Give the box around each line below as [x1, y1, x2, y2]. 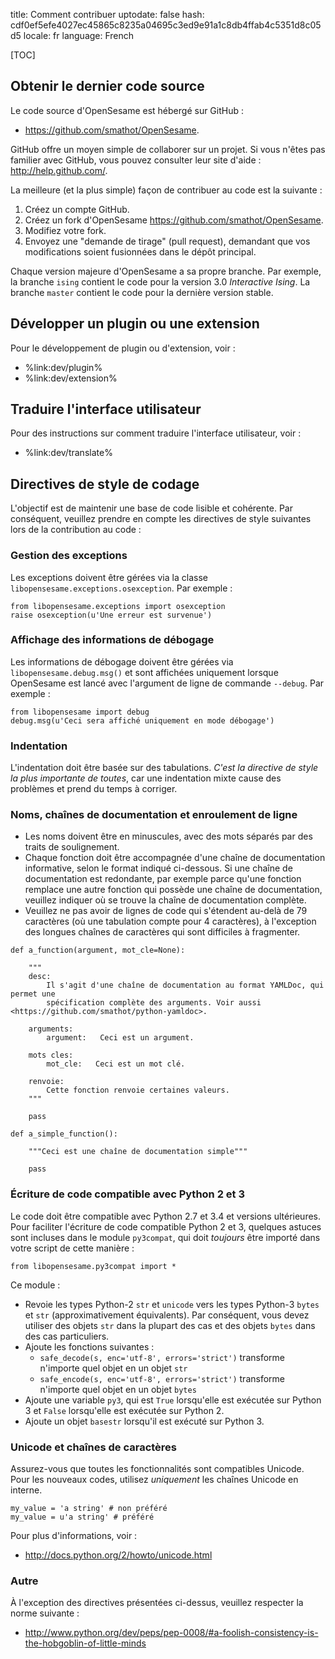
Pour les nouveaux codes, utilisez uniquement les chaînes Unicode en [10, 1474, 299, 1486]
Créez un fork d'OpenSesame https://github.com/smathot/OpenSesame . [24, 214, 324, 226]
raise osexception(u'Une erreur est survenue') [10, 610, 213, 620]
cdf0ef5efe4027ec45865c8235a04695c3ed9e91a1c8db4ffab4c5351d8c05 [10, 19, 322, 31]
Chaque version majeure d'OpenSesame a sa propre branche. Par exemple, [10, 265, 322, 277]
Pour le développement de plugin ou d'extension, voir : [10, 342, 236, 354]
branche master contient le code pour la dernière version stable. [10, 286, 274, 298]
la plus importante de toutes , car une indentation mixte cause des [10, 772, 282, 784]
